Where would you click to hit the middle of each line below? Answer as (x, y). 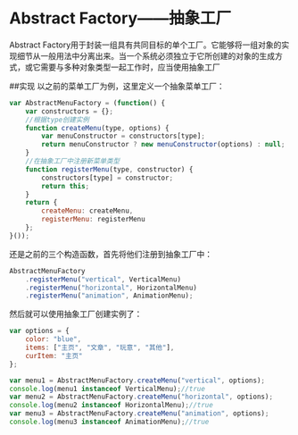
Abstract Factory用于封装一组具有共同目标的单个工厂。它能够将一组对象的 (145, 45)
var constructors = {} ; (70, 111)
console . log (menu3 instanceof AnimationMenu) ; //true (109, 422)
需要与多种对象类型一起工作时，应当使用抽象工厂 (130, 67)
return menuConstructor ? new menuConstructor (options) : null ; (163, 145)
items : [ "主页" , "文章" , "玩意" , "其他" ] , (100, 348)
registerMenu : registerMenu (93, 220)
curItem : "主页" (54, 356)
